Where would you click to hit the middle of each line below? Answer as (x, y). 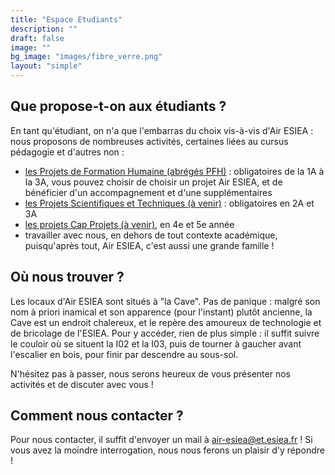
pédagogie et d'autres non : (67, 152)
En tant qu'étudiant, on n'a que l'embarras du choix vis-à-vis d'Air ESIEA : (162, 130)
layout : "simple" (46, 66)
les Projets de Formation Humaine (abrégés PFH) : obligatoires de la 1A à (174, 171)
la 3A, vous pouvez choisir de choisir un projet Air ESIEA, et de (153, 182)
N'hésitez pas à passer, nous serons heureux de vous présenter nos (150, 373)
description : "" (44, 29)
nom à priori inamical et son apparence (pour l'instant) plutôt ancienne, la (161, 312)
